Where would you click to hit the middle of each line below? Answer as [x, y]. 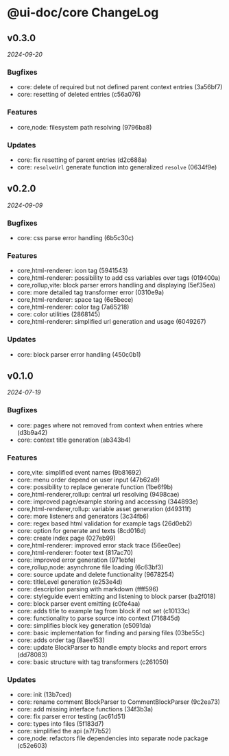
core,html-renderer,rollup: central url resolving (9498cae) [98, 494]
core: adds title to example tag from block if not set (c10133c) [104, 611]
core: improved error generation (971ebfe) [76, 560]
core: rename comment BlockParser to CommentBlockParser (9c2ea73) [119, 702]
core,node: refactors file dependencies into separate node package [112, 738]
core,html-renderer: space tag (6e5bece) [75, 300]
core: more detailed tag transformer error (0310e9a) [91, 292]
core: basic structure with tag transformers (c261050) [93, 662]
